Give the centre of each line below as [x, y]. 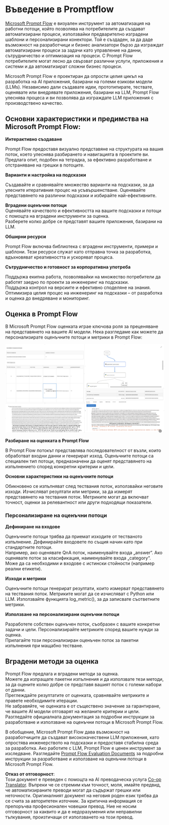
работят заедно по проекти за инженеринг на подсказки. [67, 282]
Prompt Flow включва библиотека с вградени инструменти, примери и [81, 246]
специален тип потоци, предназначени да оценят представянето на [78, 461]
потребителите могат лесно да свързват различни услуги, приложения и [84, 61]
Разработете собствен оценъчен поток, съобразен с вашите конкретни [82, 624]
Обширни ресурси [26, 236]
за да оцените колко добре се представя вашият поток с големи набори [83, 684]
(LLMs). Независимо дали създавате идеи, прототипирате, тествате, [79, 87]
